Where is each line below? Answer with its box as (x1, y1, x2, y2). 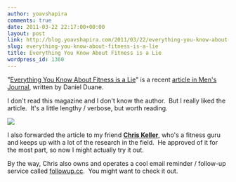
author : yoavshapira (7, 10, 68, 18)
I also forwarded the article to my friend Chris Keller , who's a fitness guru (7, 131, 221, 139)
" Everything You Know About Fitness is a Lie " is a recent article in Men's (7, 75, 217, 84)
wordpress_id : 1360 (7, 56, 65, 63)
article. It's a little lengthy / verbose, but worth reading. (7, 103, 168, 112)
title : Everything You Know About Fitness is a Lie (7, 50, 162, 57)
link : (7, 37, 23, 44)
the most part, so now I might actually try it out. (7, 145, 144, 154)
